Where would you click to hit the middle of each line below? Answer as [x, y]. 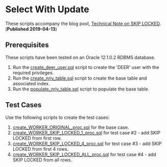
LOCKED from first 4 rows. [41, 149]
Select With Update [47, 9]
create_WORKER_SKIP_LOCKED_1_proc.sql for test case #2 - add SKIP [87, 133]
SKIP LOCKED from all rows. [42, 160]
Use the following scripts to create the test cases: [57, 117]
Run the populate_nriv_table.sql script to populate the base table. [81, 89]
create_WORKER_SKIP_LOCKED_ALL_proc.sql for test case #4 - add [85, 154]
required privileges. [33, 73]
